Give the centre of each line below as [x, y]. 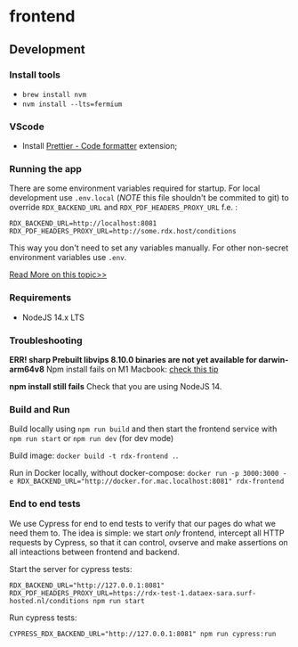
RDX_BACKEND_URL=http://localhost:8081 [83, 224]
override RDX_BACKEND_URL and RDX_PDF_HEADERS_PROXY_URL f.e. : [124, 208]
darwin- [274, 360]
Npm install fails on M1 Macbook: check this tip [132, 369]
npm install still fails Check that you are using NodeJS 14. [116, 387]
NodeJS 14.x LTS [53, 317]
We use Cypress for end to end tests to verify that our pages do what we [142, 523]
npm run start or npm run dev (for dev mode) [92, 438]
